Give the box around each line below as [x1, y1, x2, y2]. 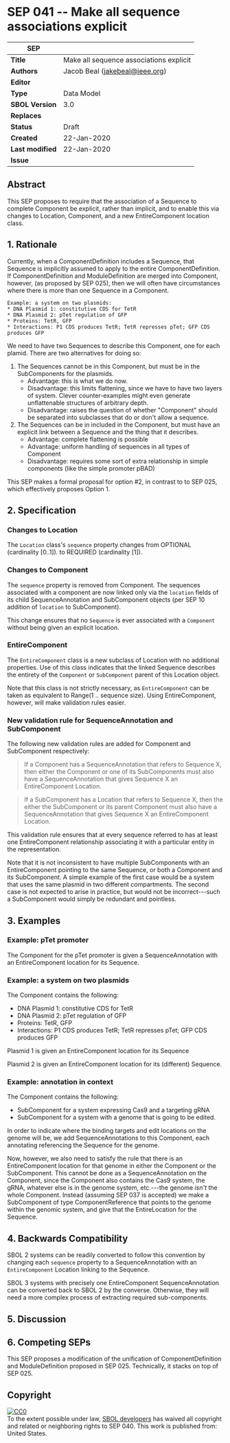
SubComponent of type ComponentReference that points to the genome [7, 1198, 211, 1206]
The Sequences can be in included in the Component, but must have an [16, 420, 220, 429]
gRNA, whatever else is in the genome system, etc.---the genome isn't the [7, 1184, 218, 1192]
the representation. [7, 845, 61, 854]
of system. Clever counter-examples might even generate [27, 391, 191, 399]
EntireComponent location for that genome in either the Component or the [7, 1162, 216, 1170]
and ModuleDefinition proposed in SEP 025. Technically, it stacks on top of [7, 1362, 218, 1370]
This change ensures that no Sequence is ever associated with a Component [7, 615, 215, 624]
